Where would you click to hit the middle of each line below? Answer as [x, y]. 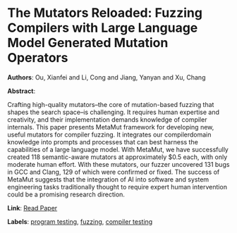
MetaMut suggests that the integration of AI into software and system [108, 179]
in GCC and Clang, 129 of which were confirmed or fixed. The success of [114, 172]
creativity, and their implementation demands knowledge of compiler [107, 119]
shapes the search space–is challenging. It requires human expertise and [114, 112]
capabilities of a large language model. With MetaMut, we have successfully [118, 149]
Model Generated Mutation [88, 43]
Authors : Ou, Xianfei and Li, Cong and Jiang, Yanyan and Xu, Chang [107, 77]
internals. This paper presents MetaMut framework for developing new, [111, 127]
